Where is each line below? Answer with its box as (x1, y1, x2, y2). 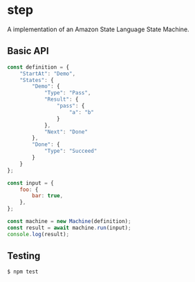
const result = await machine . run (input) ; (7, 224, 131, 231)
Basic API (7, 45, 50, 57)
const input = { (7, 179, 54, 186)
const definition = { (7, 63, 70, 71)
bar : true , (32, 192, 64, 199)
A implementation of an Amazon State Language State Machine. (7, 25, 189, 33)
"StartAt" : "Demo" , (19, 70, 76, 77)
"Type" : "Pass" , (44, 90, 91, 97)
